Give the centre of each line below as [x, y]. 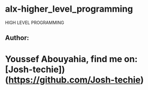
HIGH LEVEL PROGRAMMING [35, 22]
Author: [17, 38]
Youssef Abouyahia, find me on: [71, 59]
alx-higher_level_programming [69, 9]
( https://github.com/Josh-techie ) [74, 80]
